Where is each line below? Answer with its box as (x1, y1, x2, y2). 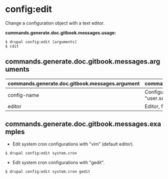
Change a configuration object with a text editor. (5, 20, 105, 26)
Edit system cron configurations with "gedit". (12, 159, 105, 165)
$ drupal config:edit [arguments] (5, 39, 77, 44)
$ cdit (5, 43, 19, 48)
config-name (7, 91, 39, 98)
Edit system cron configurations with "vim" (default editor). (12, 141, 134, 147)
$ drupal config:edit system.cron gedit (5, 169, 91, 174)
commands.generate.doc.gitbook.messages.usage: (5, 29, 116, 35)
